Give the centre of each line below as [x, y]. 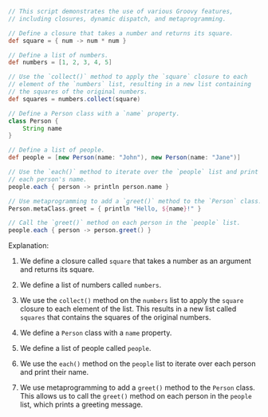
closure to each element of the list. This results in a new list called [128, 309]
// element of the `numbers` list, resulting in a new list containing [130, 85]
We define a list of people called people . [85, 348]
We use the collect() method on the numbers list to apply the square [132, 301]
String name [42, 128]
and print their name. [54, 372]
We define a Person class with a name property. [96, 333]
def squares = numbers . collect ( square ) [75, 99]
